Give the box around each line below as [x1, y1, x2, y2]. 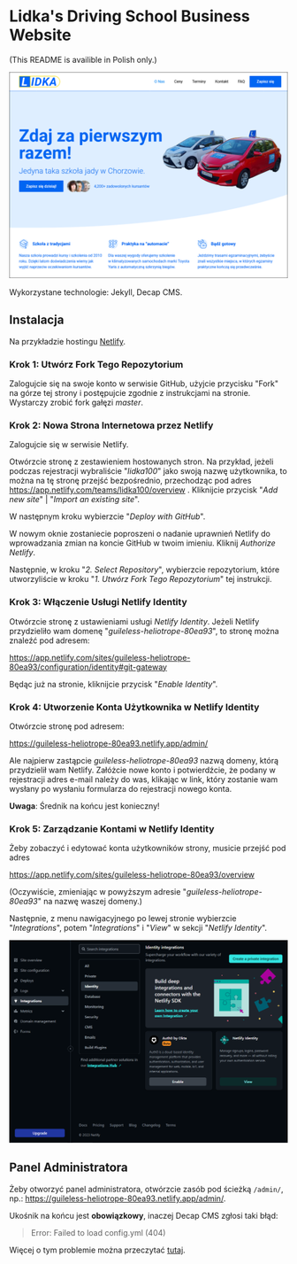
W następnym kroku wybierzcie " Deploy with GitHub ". [9, 511, 206, 522]
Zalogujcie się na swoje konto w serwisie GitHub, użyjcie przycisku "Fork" [9, 378, 279, 389]
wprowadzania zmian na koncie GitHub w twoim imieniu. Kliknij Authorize [9, 538, 276, 548]
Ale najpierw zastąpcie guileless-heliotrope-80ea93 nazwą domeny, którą [9, 756, 279, 766]
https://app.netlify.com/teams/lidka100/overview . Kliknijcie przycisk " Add [9, 485, 278, 495]
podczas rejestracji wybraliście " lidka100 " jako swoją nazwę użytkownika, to [9, 466, 287, 477]
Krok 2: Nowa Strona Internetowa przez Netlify [9, 419, 214, 431]
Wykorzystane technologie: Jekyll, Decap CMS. [9, 287, 183, 298]
